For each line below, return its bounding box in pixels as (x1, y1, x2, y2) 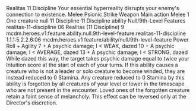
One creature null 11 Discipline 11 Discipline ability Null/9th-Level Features (6, 17, 186, 24)
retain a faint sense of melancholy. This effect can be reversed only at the (6, 93, 186, 100)
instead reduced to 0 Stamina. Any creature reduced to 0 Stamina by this (6, 74, 185, 81)
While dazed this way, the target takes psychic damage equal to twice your (6, 55, 190, 62)
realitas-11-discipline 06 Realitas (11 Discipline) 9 (6, 24, 125, 30)
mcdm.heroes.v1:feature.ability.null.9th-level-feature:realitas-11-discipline (6, 30, 186, 37)
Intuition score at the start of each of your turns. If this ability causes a (6, 61, 178, 68)
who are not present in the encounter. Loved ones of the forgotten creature (6, 87, 190, 93)
